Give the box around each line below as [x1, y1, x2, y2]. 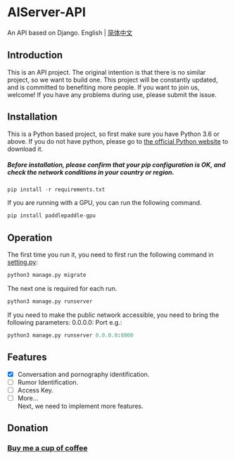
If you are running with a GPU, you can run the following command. [7, 199, 202, 207]
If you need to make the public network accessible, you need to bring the [7, 311, 220, 319]
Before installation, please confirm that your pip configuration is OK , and [7, 161, 226, 169]
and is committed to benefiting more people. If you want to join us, [7, 82, 200, 92]
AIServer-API [7, 4, 87, 20]
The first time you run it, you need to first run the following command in [7, 251, 214, 259]
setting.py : [7, 258, 39, 266]
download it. [7, 144, 44, 153]
